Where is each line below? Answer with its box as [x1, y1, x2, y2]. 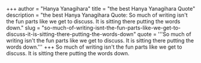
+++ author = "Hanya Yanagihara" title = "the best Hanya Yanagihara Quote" [6, 5, 196, 12]
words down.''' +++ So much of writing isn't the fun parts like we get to [6, 43, 182, 50]
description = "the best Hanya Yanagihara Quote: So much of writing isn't [6, 11, 188, 19]
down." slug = [6, 24, 41, 31]
